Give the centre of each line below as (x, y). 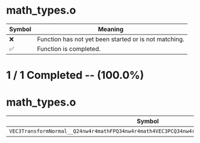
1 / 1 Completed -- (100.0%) (75, 75)
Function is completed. (69, 49)
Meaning (111, 29)
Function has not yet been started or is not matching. (110, 39)
